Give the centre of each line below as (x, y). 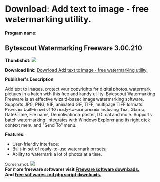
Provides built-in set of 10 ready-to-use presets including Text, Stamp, (75, 109)
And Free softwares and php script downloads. (53, 174)
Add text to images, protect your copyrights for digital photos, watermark (78, 89)
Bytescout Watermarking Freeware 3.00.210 (73, 48)
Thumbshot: (18, 60)
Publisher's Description (29, 79)
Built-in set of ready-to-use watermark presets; (59, 149)
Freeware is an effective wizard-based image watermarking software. (74, 99)
